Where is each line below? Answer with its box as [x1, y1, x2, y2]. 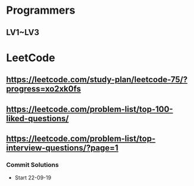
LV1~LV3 [6, 27, 40, 37]
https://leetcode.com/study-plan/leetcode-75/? [6, 75, 188, 85]
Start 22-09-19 [14, 174, 52, 181]
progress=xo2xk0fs [6, 84, 81, 94]
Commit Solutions [6, 160, 59, 169]
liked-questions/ [6, 114, 69, 124]
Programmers [6, 4, 75, 17]
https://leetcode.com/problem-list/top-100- [6, 104, 173, 114]
